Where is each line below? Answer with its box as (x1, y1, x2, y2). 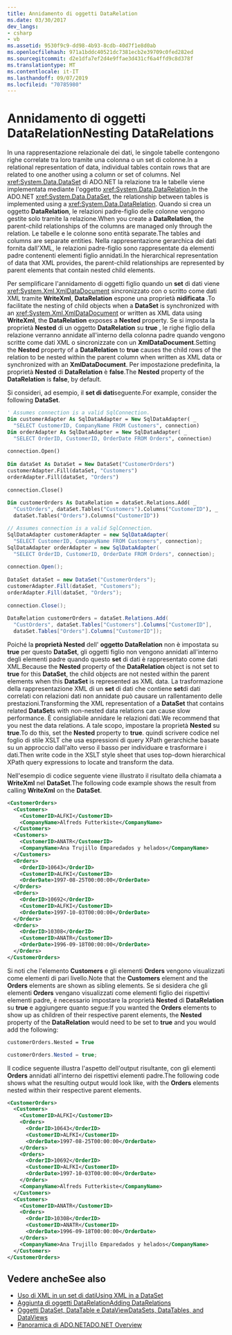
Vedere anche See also (7, 1273, 106, 1284)
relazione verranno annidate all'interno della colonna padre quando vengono (7, 331, 226, 339)
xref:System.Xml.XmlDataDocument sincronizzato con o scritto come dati (7, 287, 217, 295)
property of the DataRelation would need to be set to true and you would (7, 1018, 217, 1026)
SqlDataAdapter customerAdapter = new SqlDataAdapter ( (7, 531, 169, 538)
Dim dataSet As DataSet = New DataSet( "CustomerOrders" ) (7, 461, 175, 468)
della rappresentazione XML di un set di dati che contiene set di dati (7, 684, 201, 692)
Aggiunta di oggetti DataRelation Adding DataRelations (17, 1299, 172, 1307)
